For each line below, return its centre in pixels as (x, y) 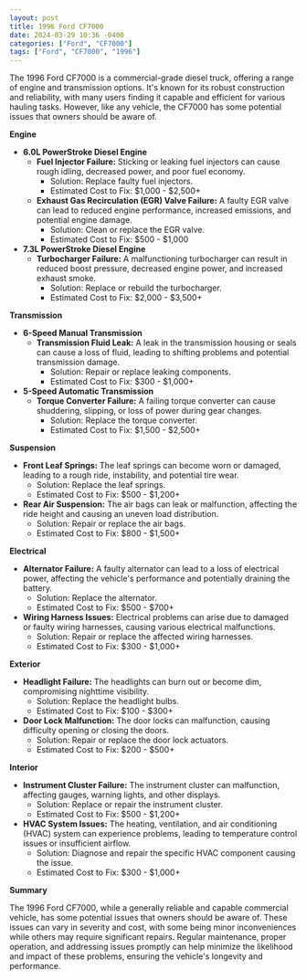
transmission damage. (78, 363)
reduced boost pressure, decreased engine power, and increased (159, 269)
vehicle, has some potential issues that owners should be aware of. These (148, 918)
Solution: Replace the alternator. (97, 598)
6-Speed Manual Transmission (83, 333)
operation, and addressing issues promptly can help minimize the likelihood (152, 947)
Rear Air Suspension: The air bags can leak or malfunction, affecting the (160, 504)
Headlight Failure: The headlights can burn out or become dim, (142, 682)
